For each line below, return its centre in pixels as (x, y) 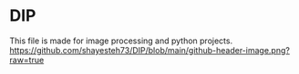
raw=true (27, 60)
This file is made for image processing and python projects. (121, 41)
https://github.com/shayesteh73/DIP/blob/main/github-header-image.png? (149, 50)
